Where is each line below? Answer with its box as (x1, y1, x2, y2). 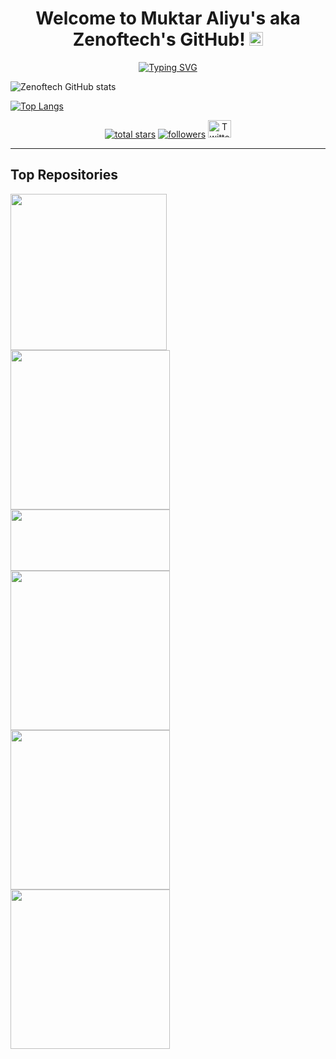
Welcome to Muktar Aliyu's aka (35, 7, 301, 30)
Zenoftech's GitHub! (72, 28, 246, 51)
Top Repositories (10, 167, 119, 184)
